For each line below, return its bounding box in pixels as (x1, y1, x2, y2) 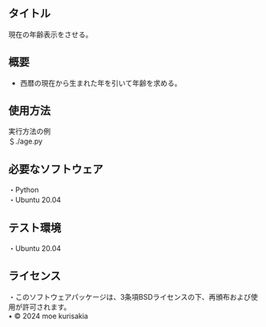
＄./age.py (8, 136, 42, 146)
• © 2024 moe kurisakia (8, 311, 88, 321)
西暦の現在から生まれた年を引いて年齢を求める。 (19, 78, 182, 87)
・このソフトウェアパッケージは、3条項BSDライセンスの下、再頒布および (8, 292, 252, 301)
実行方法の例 (8, 127, 50, 136)
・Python (8, 185, 39, 195)
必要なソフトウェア (8, 162, 103, 176)
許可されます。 (22, 302, 71, 312)
